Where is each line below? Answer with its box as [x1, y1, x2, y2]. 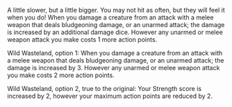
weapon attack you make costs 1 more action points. [7, 35, 158, 44]
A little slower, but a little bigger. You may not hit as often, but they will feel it [7, 6, 226, 14]
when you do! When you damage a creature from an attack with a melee [7, 13, 214, 22]
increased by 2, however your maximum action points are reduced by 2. [7, 92, 213, 100]
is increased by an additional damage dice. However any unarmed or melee [7, 28, 224, 36]
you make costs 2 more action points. [7, 71, 115, 79]
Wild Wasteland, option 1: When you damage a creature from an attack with [7, 49, 223, 57]
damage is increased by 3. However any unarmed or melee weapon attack [7, 64, 220, 72]
